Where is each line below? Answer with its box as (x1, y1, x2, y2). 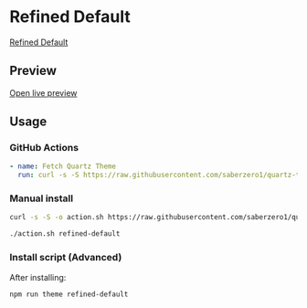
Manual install (9, 192, 74, 205)
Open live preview (9, 87, 78, 98)
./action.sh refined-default (9, 229, 121, 239)
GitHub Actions (9, 142, 79, 154)
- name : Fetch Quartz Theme (9, 162, 117, 171)
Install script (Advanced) (9, 251, 122, 264)
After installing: (9, 271, 67, 282)
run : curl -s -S (17, 171, 79, 180)
